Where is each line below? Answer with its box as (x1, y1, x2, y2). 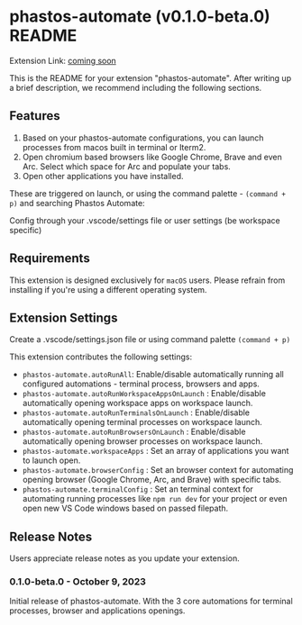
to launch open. (22, 455, 81, 466)
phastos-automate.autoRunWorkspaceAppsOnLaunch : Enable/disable (22, 388, 266, 399)
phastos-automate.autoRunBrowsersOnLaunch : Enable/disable (22, 426, 246, 438)
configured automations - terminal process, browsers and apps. (22, 378, 260, 389)
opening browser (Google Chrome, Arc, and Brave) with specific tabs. (22, 475, 282, 485)
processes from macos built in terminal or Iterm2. (22, 141, 206, 152)
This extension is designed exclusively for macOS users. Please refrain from (9, 275, 286, 285)
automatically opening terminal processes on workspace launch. (22, 417, 263, 428)
